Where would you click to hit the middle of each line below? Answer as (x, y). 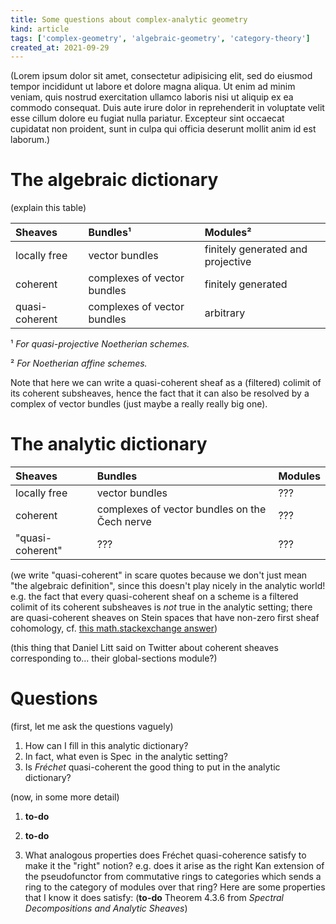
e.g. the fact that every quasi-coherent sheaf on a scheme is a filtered (154, 597)
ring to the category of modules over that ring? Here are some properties (175, 887)
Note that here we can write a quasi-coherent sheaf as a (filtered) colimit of (166, 383)
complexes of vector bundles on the (181, 509)
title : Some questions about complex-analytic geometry (129, 19)
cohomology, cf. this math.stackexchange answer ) (114, 628)
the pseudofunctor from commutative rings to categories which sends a (173, 877)
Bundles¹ (110, 233)
